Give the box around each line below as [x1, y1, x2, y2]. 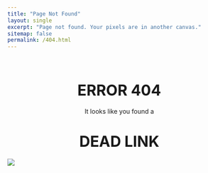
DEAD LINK [79, 132, 160, 151]
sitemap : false [7, 30, 53, 37]
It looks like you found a [84, 107, 155, 116]
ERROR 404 [77, 80, 162, 100]
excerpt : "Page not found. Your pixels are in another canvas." [7, 23, 202, 30]
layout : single [7, 17, 53, 24]
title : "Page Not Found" [7, 10, 81, 18]
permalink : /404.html [7, 37, 72, 44]
